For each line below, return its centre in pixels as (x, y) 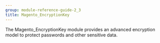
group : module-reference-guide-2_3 (43, 10)
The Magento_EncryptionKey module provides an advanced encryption (80, 29)
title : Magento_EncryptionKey (38, 15)
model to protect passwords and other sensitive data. (62, 35)
